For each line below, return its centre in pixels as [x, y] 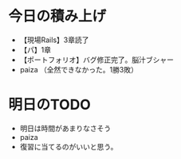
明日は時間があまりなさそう [65, 128]
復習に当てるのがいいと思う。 [69, 146]
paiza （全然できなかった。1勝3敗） [79, 69]
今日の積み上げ [57, 16]
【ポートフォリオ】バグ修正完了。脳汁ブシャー [96, 60]
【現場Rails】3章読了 [54, 40]
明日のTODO [50, 105]
